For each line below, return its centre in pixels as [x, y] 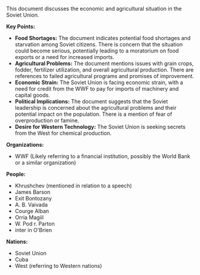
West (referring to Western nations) [59, 266]
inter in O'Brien [33, 230]
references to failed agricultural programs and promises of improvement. [104, 76]
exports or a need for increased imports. [64, 57]
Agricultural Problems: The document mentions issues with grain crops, [104, 63]
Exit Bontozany [33, 198]
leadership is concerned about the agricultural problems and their [96, 108]
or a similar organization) [45, 163]
